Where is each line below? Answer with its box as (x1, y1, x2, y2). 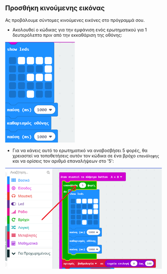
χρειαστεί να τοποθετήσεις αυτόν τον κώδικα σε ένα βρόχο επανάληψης (12, 152, 160, 158)
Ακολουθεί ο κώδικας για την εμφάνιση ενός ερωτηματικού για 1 (12, 27, 147, 33)
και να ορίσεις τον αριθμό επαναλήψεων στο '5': (12, 158, 114, 164)
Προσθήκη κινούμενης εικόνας (5, 4, 105, 12)
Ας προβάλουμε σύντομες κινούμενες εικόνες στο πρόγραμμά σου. (5, 17, 145, 23)
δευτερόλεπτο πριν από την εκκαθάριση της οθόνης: (12, 32, 123, 38)
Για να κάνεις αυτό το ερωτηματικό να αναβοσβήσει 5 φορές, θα (12, 147, 148, 153)
